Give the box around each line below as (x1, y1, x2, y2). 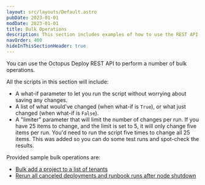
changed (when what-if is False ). (15, 109, 99, 117)
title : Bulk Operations (6, 26, 67, 32)
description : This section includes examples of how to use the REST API (6, 32, 199, 38)
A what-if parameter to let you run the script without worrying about (15, 90, 187, 97)
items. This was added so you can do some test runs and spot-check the (15, 135, 199, 142)
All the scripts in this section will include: (6, 78, 109, 85)
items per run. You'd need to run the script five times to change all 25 (15, 129, 190, 136)
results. (15, 142, 35, 149)
